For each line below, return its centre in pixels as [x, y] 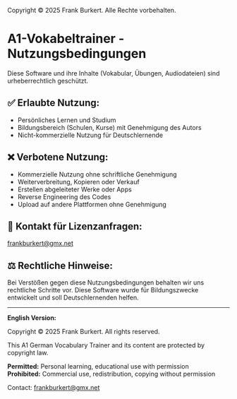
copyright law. [28, 353]
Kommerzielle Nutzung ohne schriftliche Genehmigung [97, 174]
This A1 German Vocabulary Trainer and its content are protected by [106, 345]
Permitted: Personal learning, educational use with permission [98, 367]
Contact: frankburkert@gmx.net [54, 388]
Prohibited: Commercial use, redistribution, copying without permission [111, 374]
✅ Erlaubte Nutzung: [54, 103]
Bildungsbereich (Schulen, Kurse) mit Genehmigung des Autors [110, 127]
